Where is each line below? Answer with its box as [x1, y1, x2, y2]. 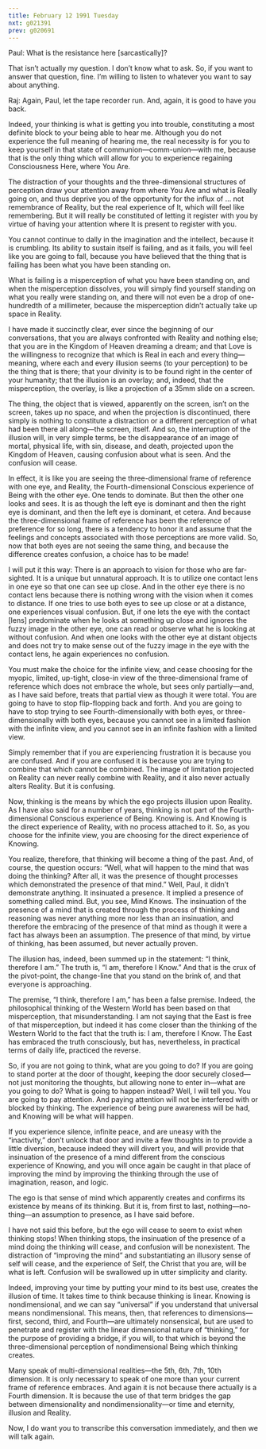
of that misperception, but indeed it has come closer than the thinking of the [8, 1020, 257, 1030]
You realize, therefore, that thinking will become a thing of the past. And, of [8, 855, 254, 864]
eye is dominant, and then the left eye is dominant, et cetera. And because [8, 508, 252, 517]
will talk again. [8, 1432, 56, 1442]
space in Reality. [8, 309, 62, 319]
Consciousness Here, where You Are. [8, 162, 131, 172]
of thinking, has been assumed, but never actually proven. [8, 939, 199, 949]
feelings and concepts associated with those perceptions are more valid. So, [8, 533, 259, 543]
